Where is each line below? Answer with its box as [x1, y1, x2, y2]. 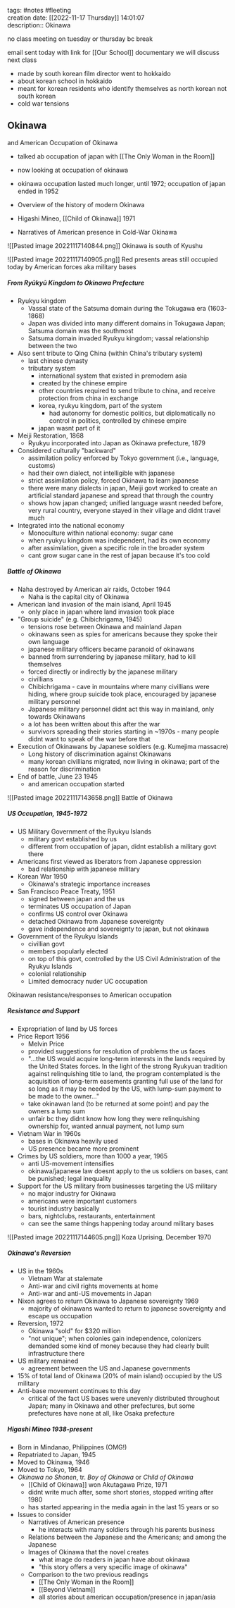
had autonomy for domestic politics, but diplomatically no [49, 409, 216, 417]
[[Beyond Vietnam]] [38, 1585, 96, 1593]
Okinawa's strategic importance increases [27, 879, 151, 888]
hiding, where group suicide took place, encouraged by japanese [27, 690, 217, 698]
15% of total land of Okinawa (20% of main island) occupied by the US [17, 1371, 222, 1380]
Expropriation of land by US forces [17, 1025, 118, 1033]
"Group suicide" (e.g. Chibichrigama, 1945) [17, 614, 143, 623]
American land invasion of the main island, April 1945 [17, 600, 172, 608]
